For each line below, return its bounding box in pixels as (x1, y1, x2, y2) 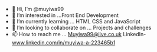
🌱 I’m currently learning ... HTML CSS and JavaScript (11, 18, 140, 25)
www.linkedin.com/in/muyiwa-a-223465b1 (11, 39, 116, 46)
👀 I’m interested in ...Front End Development (11, 12, 119, 19)
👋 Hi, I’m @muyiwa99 (11, 6, 64, 12)
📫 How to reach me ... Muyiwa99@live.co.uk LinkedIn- (11, 31, 146, 37)
